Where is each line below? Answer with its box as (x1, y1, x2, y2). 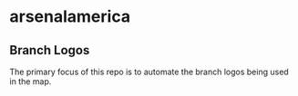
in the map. (9, 76, 52, 87)
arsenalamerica (9, 6, 130, 27)
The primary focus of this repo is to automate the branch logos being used (9, 66, 289, 77)
